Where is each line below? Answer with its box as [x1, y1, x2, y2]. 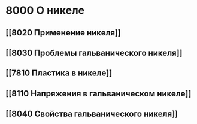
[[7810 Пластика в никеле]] [5, 68, 113, 78]
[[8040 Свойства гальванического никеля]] [5, 109, 178, 119]
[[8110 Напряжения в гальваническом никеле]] [5, 88, 192, 99]
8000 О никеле [5, 4, 85, 17]
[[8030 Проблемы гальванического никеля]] [5, 47, 183, 58]
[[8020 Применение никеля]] [5, 28, 121, 38]
